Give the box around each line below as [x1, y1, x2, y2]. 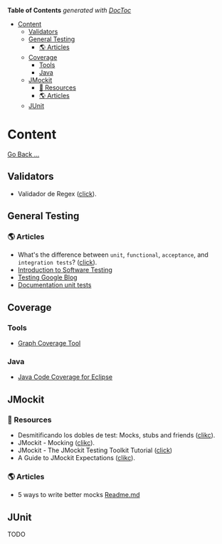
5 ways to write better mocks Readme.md [17, 491, 140, 499]
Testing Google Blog [17, 273, 78, 282]
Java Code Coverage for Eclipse [17, 373, 112, 381]
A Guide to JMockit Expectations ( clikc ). [17, 454, 135, 462]
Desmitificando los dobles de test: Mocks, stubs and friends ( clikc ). [17, 431, 216, 439]
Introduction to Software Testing [17, 266, 112, 274]
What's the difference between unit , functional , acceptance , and [17, 250, 208, 259]
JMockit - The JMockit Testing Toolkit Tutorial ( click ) [17, 446, 173, 454]
